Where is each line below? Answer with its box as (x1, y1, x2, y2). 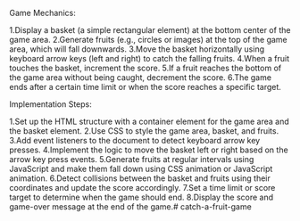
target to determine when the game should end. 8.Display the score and (9, 192, 274, 202)
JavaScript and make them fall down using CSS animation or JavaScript (9, 164, 273, 174)
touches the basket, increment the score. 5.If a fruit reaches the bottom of (9, 62, 282, 73)
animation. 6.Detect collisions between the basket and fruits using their (9, 173, 271, 184)
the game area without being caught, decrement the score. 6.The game (9, 72, 272, 83)
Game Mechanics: (9, 8, 76, 18)
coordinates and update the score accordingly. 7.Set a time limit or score (9, 183, 276, 192)
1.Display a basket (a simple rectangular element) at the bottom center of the (9, 25, 291, 35)
